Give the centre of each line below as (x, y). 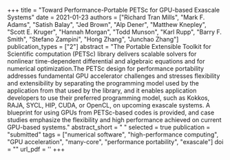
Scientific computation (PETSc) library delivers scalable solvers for (102, 54)
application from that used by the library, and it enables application (102, 90)
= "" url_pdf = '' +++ (36, 149)
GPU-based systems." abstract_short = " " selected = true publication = (109, 127)
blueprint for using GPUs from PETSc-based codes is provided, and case (111, 112)
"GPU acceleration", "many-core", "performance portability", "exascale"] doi (115, 142)
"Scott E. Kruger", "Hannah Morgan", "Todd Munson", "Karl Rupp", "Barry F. (115, 32)
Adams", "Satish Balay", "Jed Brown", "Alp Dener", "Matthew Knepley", (107, 24)
